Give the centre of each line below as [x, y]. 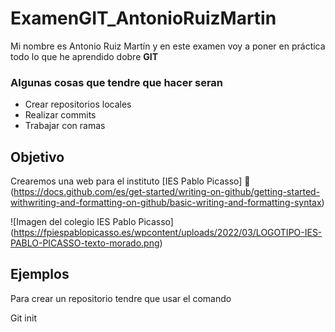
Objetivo [37, 157]
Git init [23, 318]
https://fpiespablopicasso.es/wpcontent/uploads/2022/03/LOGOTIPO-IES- [168, 233]
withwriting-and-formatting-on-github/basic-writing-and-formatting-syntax [166, 203]
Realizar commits [60, 115]
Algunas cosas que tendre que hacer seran [117, 82]
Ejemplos [40, 274]
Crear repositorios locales [78, 104]
